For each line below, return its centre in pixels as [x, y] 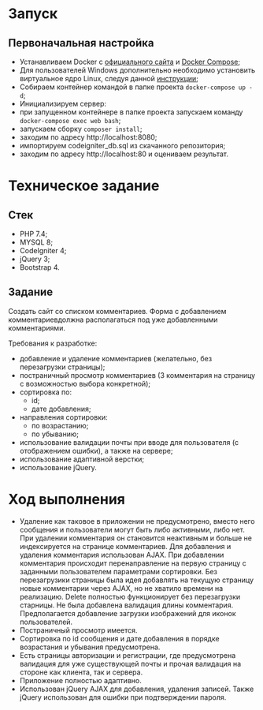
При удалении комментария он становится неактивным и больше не [135, 538]
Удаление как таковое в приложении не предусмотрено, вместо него [137, 521]
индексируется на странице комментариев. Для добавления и [125, 546]
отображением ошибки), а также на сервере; [96, 450]
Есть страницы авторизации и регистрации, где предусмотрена [128, 655]
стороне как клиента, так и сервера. [81, 672]
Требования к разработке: [53, 343]
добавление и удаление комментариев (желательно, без [116, 358]
